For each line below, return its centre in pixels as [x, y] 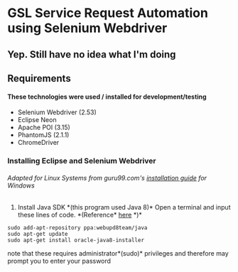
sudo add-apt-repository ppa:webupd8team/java [77, 228]
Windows [21, 185]
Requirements [39, 78]
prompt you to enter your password [59, 261]
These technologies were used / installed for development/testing [107, 97]
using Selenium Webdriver [87, 28]
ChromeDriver [38, 143]
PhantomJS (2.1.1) [43, 135]
